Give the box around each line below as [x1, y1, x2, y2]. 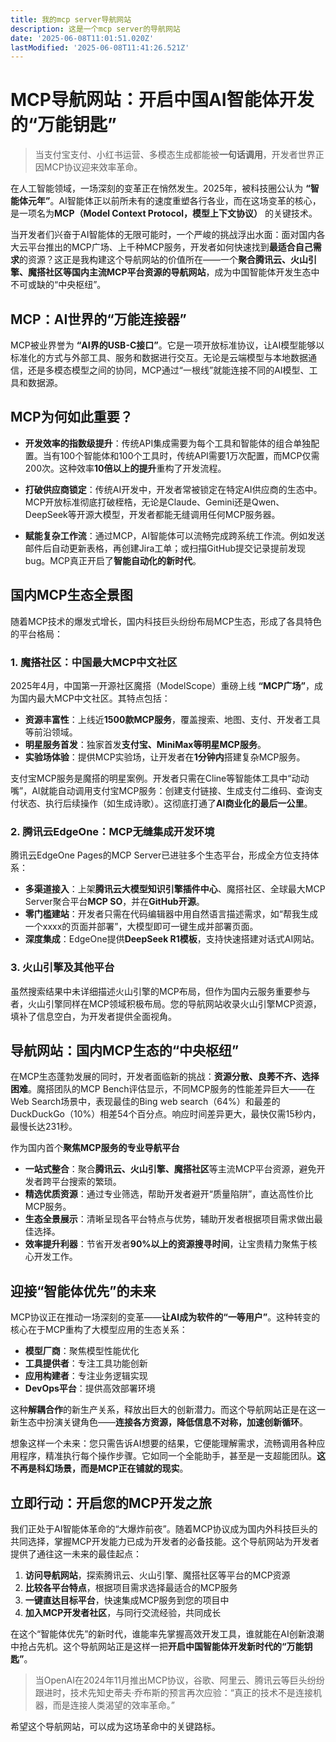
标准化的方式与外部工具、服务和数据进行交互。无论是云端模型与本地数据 [10, 352, 308, 363]
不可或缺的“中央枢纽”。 [10, 279, 107, 291]
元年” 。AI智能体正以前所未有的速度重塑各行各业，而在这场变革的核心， [27, 195, 322, 207]
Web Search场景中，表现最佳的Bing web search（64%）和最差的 [10, 1096, 281, 1108]
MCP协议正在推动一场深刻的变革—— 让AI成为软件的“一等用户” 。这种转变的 [10, 1311, 321, 1323]
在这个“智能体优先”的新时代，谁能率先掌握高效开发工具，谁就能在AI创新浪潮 [10, 1627, 325, 1640]
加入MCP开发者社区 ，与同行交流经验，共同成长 [24, 1606, 222, 1618]
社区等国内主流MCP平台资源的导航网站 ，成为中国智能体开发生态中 [44, 266, 320, 278]
